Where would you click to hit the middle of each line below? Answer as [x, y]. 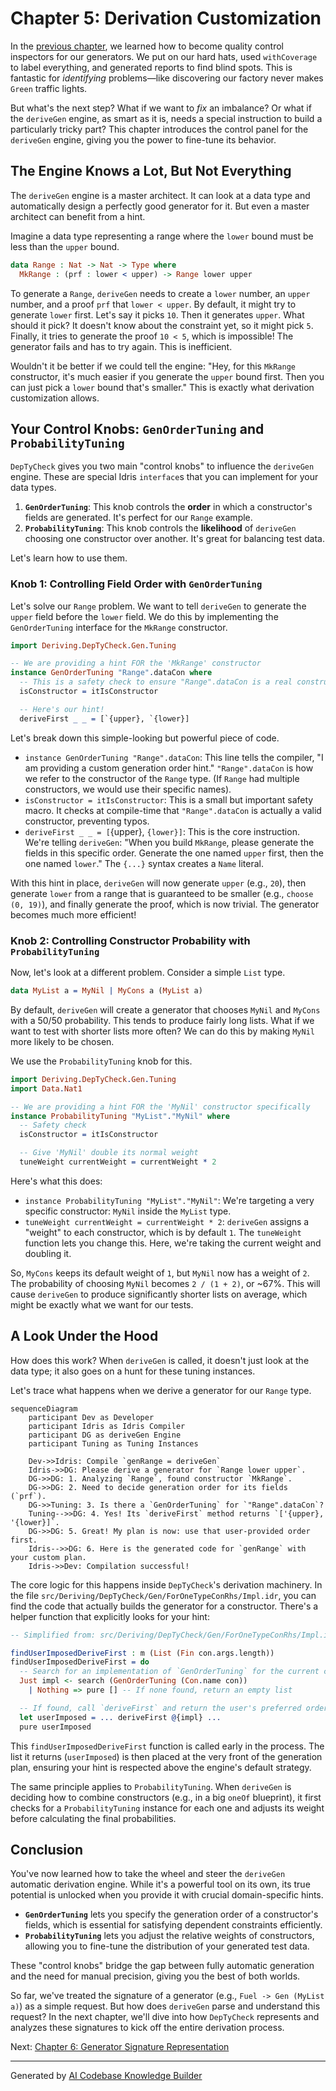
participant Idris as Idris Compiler [107, 1426]
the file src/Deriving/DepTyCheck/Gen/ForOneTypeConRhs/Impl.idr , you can [163, 1595]
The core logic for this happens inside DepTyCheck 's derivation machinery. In [166, 1584]
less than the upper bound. [65, 246]
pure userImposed [55, 1727]
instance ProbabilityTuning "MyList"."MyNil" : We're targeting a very [169, 1200]
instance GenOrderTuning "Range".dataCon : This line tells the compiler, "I [174, 757]
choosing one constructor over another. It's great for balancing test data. [174, 539]
